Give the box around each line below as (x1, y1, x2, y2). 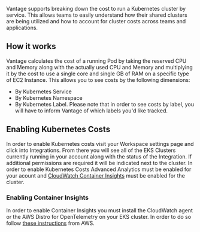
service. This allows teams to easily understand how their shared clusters (6, 11, 187, 19)
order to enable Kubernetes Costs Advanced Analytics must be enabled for (6, 166, 192, 173)
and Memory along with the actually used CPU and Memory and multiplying (6, 63, 193, 71)
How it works (6, 41, 56, 51)
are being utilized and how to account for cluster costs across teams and (6, 18, 186, 25)
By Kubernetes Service (14, 88, 72, 95)
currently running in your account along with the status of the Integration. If (6, 152, 192, 160)
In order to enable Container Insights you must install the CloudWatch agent (6, 206, 193, 214)
